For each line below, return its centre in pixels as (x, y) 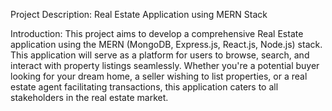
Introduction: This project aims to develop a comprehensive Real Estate (157, 33)
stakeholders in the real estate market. (89, 97)
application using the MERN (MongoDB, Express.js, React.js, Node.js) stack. (166, 44)
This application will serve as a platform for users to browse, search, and (160, 55)
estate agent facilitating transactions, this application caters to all (144, 87)
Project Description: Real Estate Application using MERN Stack (139, 14)
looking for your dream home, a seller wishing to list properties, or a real (159, 76)
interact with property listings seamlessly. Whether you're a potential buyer (165, 65)
